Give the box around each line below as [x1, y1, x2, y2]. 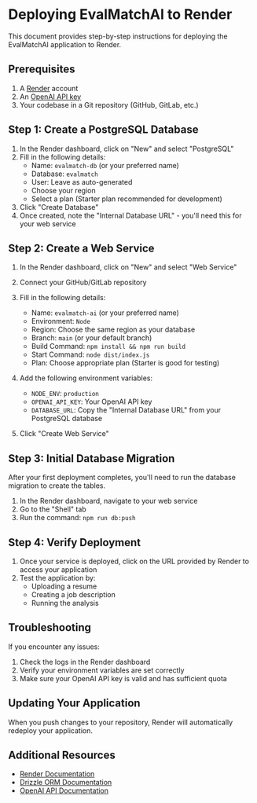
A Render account [19, 83, 79, 93]
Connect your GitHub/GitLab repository [19, 277, 147, 288]
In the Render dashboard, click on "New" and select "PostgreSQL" [19, 144, 234, 153]
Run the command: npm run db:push [19, 513, 136, 522]
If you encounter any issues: [8, 642, 101, 651]
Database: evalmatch [31, 169, 98, 178]
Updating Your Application [8, 697, 141, 710]
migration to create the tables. [8, 481, 106, 490]
